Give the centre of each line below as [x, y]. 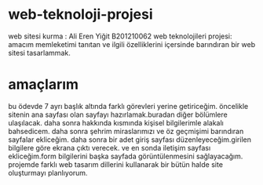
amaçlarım [44, 85]
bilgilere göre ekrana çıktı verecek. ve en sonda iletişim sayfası [110, 147]
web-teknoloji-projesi [80, 15]
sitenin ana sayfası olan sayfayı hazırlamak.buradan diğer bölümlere [118, 114]
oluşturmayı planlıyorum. [48, 172]
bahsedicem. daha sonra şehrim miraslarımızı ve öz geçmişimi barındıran [126, 131]
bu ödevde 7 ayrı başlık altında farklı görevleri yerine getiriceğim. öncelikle [128, 106]
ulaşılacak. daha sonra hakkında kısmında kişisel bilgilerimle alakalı [116, 122]
